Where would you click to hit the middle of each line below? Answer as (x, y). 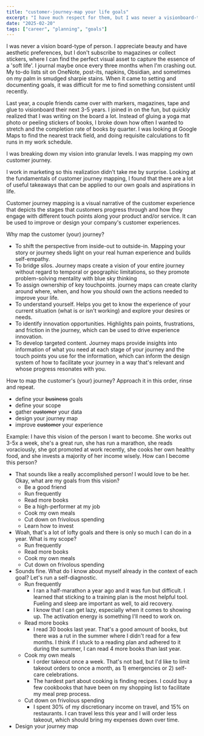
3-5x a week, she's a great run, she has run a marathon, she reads (90, 443)
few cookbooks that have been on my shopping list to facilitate (111, 687)
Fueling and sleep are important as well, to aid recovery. (103, 603)
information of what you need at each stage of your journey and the (100, 350)
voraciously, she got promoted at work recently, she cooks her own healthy (100, 450)
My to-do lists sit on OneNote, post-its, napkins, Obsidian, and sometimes (99, 72)
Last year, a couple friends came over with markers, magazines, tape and (98, 103)
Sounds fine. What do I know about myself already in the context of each (106, 571)
